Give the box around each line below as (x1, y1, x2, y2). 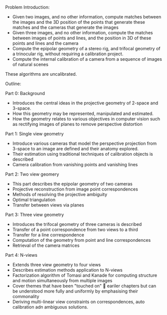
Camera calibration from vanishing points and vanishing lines (12, 162, 138, 167)
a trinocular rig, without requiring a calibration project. (12, 51, 124, 57)
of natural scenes (12, 62, 49, 67)
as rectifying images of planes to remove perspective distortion (12, 121, 143, 127)
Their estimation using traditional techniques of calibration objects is (12, 151, 153, 157)
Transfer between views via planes (12, 202, 84, 208)
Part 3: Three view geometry (5, 211, 64, 217)
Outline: (5, 81, 21, 87)
